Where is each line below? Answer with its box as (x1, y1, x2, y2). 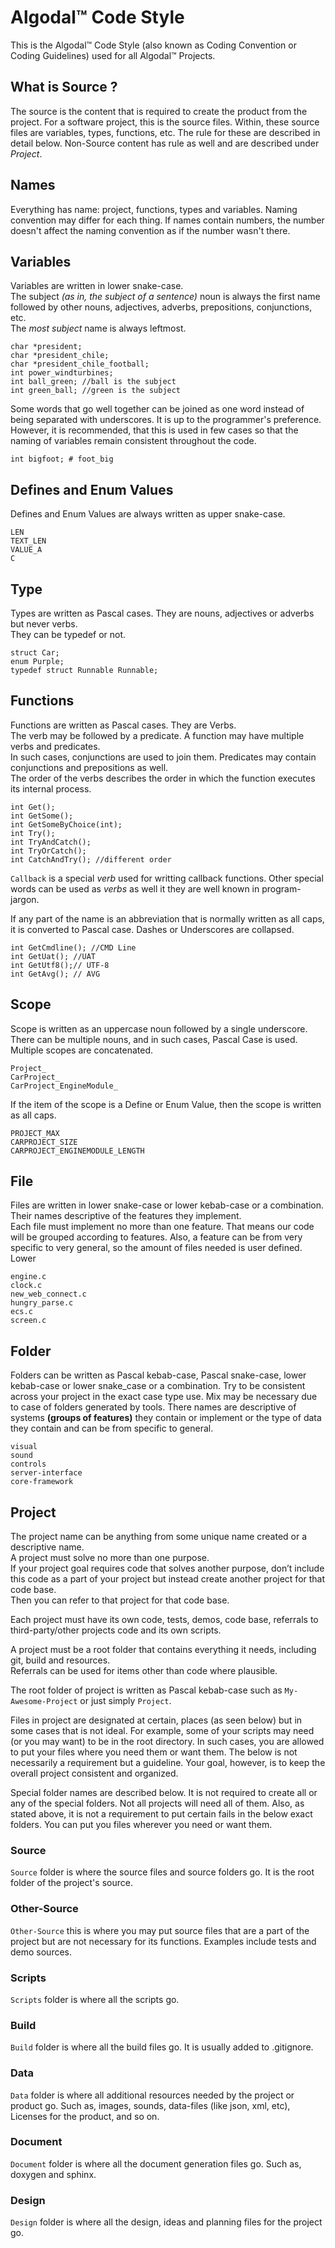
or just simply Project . (79, 1695, 172, 1707)
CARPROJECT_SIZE (10, 1137, 78, 1147)
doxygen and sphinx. (10, 2168, 97, 2180)
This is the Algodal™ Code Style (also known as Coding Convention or (10, 39, 297, 51)
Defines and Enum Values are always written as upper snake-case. (10, 508, 286, 520)
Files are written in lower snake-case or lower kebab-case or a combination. (10, 1199, 324, 1211)
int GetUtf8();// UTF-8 (10, 960, 110, 970)
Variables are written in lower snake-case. (10, 280, 184, 292)
